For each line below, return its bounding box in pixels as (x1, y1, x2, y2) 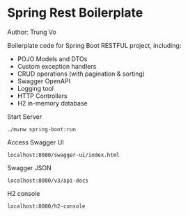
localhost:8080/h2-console (7, 203, 86, 210)
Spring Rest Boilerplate (7, 5, 143, 21)
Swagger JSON (7, 163, 52, 172)
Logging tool (17, 84, 54, 92)
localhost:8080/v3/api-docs (7, 177, 89, 184)
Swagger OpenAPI (17, 76, 71, 85)
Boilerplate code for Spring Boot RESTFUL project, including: (7, 41, 182, 49)
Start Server (7, 113, 42, 121)
